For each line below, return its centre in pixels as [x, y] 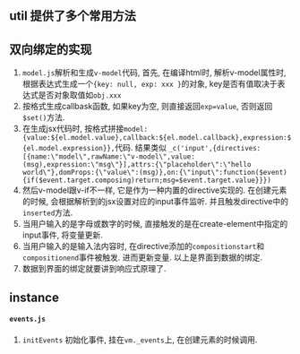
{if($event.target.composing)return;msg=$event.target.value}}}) [146, 181]
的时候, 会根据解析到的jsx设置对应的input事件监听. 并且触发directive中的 [155, 202]
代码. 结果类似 [141, 148]
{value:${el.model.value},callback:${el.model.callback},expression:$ [157, 138]
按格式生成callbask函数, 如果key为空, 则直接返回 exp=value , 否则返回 [147, 107]
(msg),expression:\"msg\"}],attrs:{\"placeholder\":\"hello [137, 165]
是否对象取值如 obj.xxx [80, 95]
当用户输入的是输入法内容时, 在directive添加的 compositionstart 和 [143, 246]
